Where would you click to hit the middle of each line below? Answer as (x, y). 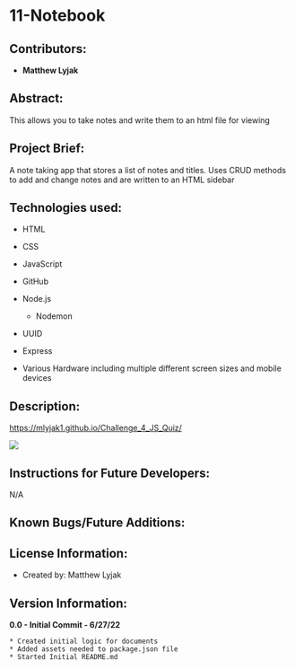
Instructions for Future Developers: (110, 473)
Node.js (37, 299)
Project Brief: (47, 149)
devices (37, 378)
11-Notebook (57, 16)
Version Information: (68, 603)
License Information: (69, 553)
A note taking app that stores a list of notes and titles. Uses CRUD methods (148, 170)
